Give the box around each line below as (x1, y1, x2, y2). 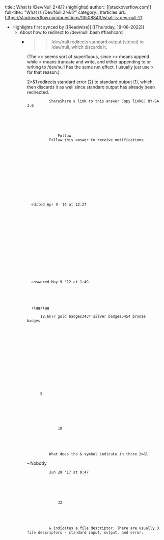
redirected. (27, 90, 49, 95)
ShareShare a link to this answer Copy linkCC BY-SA (49, 99, 159, 104)
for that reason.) (27, 69, 60, 75)
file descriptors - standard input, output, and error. (27, 530, 144, 535)
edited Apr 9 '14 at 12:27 (31, 202, 87, 207)
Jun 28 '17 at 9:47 (49, 470, 89, 475)
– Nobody (27, 460, 47, 466)
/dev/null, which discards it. (51, 44, 107, 50)
